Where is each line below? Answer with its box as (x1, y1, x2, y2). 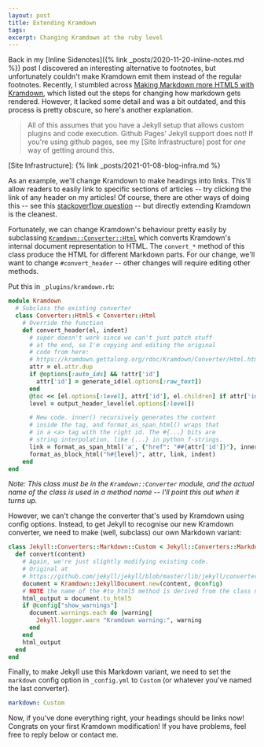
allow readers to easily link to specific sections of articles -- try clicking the (8, 184, 251, 194)
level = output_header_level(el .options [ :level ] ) (28, 399, 195, 408)
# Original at (22, 565, 68, 573)
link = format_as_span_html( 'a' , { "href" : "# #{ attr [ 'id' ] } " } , (28, 442, 237, 451)
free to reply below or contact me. (8, 730, 119, 740)
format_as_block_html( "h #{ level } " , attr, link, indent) (28, 450, 216, 458)
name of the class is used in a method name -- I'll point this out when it (8, 487, 240, 497)
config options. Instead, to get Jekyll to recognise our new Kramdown (8, 520, 234, 529)
